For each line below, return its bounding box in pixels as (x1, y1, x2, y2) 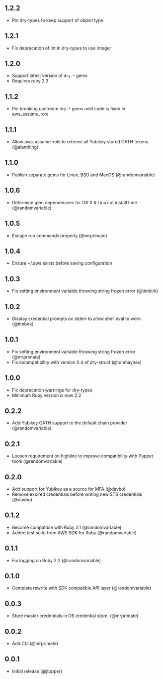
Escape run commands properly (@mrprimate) (11, 232, 107, 239)
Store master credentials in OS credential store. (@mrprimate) (11, 613, 139, 619)
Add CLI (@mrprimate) (11, 641, 58, 647)
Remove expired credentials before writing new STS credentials (11, 491, 143, 497)
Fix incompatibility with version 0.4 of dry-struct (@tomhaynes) (11, 359, 142, 365)
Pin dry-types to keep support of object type (11, 17, 104, 23)
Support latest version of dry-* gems (11, 72, 88, 79)
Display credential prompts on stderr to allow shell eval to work (11, 316, 141, 322)
